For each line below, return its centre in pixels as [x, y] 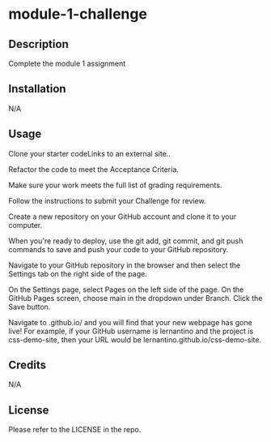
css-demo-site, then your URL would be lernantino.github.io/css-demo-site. [135, 339]
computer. [25, 225]
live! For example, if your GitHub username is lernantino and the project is [131, 331]
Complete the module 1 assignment [67, 63]
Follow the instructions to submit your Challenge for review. [107, 200]
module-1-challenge [78, 14]
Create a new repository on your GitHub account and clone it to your [123, 217]
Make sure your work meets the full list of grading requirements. [115, 185]
